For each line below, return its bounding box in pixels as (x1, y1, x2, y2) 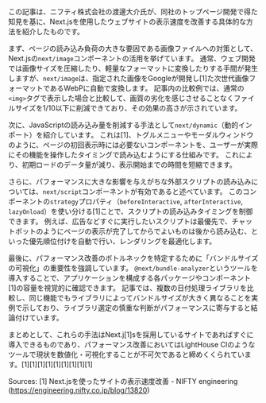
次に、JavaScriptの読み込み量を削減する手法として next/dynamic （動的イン (8, 120, 253, 130)
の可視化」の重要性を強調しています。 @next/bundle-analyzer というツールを (8, 263, 258, 273)
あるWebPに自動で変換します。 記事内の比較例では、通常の (49, 83, 245, 93)
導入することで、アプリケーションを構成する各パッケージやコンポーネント (8, 273, 252, 282)
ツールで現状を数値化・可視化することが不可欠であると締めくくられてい (8, 350, 245, 359)
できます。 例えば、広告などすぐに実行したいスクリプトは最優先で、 (8, 217, 232, 226)
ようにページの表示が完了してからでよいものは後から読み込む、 (42, 227, 252, 236)
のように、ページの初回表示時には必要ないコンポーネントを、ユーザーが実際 (8, 140, 259, 149)
